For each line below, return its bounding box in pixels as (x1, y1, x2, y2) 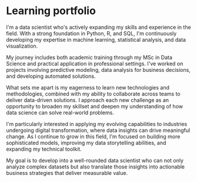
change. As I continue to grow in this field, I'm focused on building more (6, 133, 181, 140)
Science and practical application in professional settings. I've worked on (6, 60, 183, 67)
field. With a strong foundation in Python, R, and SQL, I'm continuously (6, 29, 177, 37)
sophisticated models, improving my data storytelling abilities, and (6, 139, 166, 146)
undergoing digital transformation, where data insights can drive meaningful (6, 127, 191, 134)
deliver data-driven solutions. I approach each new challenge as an (6, 96, 169, 104)
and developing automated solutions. (6, 72, 96, 80)
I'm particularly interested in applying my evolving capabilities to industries (6, 120, 188, 127)
